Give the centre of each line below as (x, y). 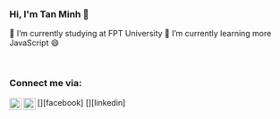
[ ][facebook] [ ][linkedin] (81, 102)
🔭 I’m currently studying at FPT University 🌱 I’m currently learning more (140, 34)
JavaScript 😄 (34, 43)
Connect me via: (46, 83)
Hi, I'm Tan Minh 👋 (49, 14)
